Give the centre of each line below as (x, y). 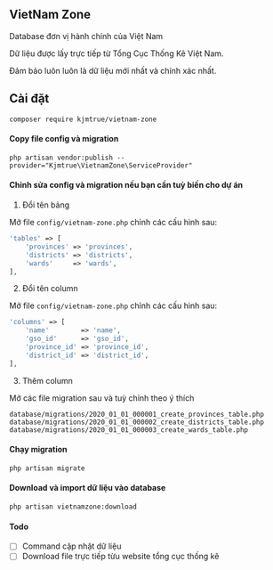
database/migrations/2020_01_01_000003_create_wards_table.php (129, 430)
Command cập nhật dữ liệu (72, 546)
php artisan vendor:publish (61, 158)
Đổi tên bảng (46, 205)
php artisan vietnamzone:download (73, 507)
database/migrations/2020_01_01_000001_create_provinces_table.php (137, 414)
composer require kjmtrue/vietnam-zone (83, 119)
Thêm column (48, 380)
